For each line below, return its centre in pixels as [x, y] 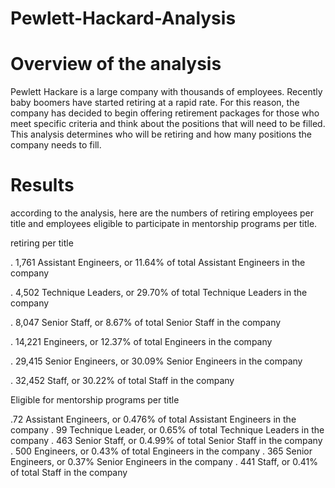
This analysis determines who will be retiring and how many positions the [161, 134]
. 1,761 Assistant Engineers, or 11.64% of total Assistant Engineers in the [158, 263]
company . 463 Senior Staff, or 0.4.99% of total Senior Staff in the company [166, 441]
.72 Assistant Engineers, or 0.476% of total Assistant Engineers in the [153, 419]
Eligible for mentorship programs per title [95, 400]
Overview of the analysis [116, 64]
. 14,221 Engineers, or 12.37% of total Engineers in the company [141, 342]
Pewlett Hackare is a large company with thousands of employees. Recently [166, 92]
